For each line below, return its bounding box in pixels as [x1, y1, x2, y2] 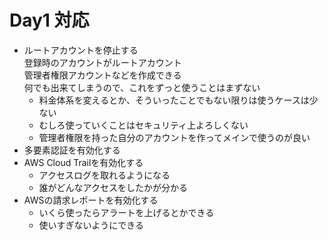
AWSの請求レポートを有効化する [23, 194, 159, 206]
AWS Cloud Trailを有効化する [23, 156, 144, 168]
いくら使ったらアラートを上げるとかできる [38, 206, 215, 218]
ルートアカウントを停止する [23, 44, 139, 56]
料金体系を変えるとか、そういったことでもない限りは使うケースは [38, 94, 310, 106]
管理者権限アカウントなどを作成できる [23, 69, 182, 81]
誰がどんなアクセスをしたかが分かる [38, 181, 188, 193]
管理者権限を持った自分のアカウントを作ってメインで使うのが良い [38, 131, 311, 143]
